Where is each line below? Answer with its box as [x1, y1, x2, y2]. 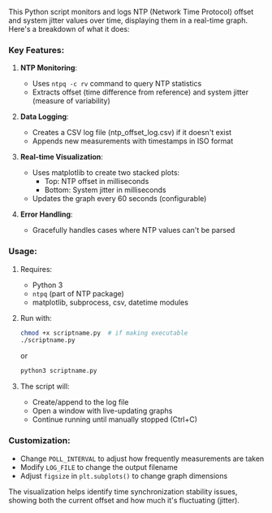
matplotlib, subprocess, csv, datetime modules [32, 297, 189, 307]
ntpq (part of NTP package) [32, 288, 124, 298]
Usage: [8, 246, 38, 257]
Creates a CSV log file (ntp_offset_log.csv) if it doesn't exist [32, 128, 232, 138]
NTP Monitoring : [19, 63, 78, 72]
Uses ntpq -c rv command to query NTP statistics [32, 79, 202, 89]
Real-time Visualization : [19, 152, 104, 162]
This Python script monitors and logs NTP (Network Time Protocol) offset [8, 7, 254, 16]
